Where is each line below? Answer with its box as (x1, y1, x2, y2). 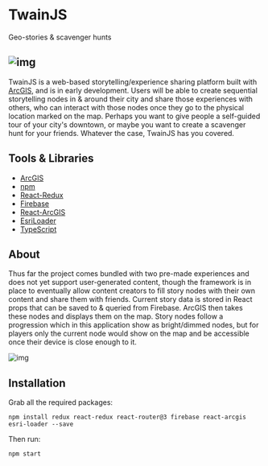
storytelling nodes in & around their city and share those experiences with (8, 94, 254, 104)
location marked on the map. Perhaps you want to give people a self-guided (8, 111, 261, 121)
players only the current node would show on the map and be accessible (8, 328, 249, 339)
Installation (8, 376, 66, 390)
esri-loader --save (8, 420, 74, 428)
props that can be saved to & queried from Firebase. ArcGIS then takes (8, 303, 243, 313)
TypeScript (19, 224, 57, 234)
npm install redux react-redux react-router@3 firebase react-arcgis (8, 413, 247, 422)
